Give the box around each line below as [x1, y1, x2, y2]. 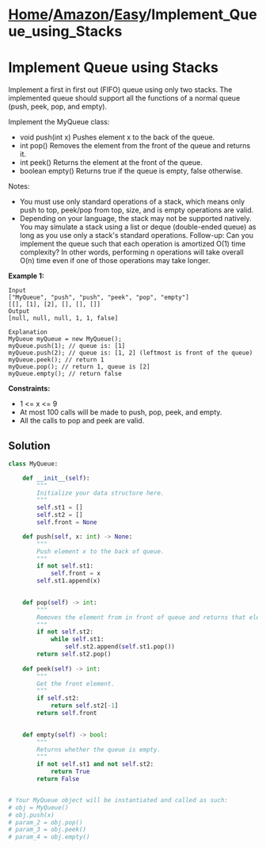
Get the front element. [36, 679, 115, 687]
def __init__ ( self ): [22, 474, 90, 482]
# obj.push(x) [8, 811, 55, 819]
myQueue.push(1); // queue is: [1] [8, 342, 126, 350]
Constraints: [8, 384, 51, 393]
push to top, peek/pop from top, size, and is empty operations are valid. [19, 205, 254, 215]
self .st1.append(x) [36, 577, 101, 585]
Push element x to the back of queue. [36, 547, 165, 556]
